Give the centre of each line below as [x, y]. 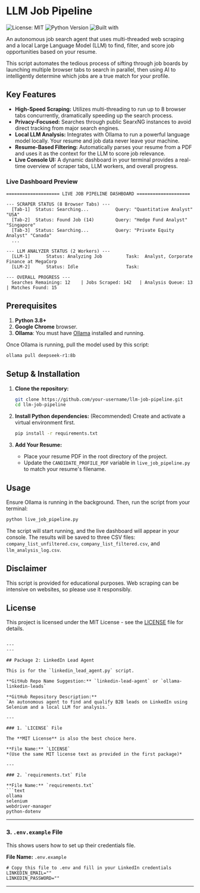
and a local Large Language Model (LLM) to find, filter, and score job [90, 45]
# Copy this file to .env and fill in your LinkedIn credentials [89, 868]
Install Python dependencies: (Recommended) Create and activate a [100, 416]
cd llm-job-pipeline [40, 405]
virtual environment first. [45, 423]
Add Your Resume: [38, 445]
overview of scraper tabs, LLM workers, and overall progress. [103, 166]
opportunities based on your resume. [51, 51]
